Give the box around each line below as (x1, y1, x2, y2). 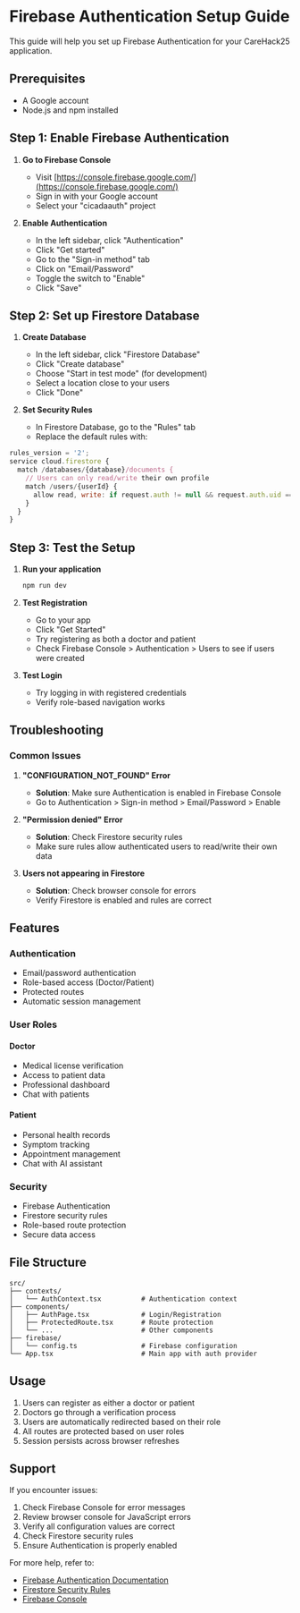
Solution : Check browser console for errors (35, 885, 196, 896)
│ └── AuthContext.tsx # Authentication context (9, 1295, 238, 1303)
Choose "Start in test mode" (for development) (35, 369, 208, 379)
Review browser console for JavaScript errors (21, 1512, 192, 1523)
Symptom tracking (21, 1139, 91, 1150)
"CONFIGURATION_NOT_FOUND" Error (21, 769, 171, 780)
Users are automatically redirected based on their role (21, 1416, 221, 1427)
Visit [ (35, 172, 58, 183)
